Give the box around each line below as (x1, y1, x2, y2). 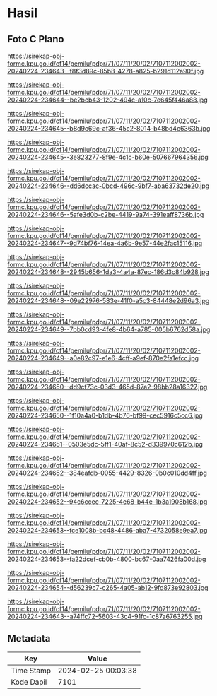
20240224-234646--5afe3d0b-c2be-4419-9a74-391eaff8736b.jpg (7, 211, 204, 218)
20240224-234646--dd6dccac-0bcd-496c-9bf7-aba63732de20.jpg (7, 182, 210, 190)
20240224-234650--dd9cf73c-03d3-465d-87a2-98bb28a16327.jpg (7, 383, 208, 391)
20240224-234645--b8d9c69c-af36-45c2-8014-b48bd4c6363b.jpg (7, 124, 211, 132)
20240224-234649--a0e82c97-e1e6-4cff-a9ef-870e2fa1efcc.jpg (7, 354, 199, 362)
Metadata (7, 632, 51, 644)
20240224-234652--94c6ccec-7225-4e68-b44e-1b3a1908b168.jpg (7, 497, 208, 506)
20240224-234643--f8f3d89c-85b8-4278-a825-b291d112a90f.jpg (7, 67, 204, 75)
